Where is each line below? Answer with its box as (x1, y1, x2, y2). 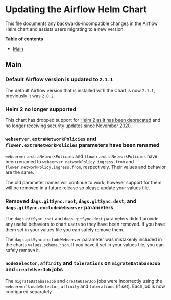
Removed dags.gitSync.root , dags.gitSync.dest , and (5, 197, 137, 205)
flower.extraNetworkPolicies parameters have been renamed (5, 141, 160, 148)
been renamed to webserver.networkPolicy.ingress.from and (5, 159, 134, 165)
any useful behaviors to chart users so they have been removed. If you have (5, 221, 165, 227)
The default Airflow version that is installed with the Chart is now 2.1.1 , (5, 87, 155, 93)
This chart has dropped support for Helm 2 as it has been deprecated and (5, 117, 161, 123)
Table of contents (5, 36, 43, 42)
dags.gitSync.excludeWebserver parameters (5, 204, 114, 211)
